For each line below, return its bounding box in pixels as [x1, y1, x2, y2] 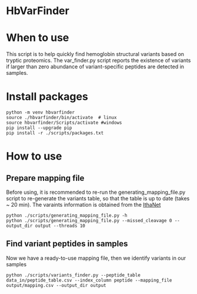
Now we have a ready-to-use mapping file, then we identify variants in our [6, 255, 186, 262]
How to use [6, 150, 62, 163]
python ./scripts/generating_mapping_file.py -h [6, 213, 128, 219]
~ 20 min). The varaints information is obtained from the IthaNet [6, 201, 161, 209]
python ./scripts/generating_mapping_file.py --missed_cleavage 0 [6, 218, 172, 224]
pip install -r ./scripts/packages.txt [6, 130, 104, 136]
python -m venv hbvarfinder [6, 110, 75, 115]
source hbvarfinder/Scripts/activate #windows [6, 120, 122, 126]
